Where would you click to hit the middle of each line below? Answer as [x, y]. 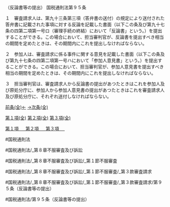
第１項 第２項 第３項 [32, 128]
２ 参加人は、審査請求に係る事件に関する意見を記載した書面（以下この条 [83, 54]
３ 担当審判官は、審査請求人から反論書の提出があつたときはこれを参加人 [83, 84]
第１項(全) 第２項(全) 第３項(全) [38, 118]
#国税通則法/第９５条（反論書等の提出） [47, 199]
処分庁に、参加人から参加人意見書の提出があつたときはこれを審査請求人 [89, 90]
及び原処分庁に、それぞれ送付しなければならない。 [58, 96]
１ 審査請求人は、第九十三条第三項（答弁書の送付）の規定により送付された [85, 18]
